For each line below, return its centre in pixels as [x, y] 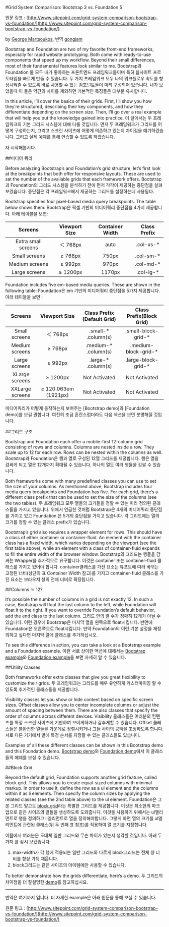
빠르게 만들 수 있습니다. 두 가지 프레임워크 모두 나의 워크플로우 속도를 [90, 78]
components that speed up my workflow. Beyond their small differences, [80, 60]
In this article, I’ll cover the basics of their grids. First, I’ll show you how [78, 101]
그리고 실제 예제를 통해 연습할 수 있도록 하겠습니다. [65, 137]
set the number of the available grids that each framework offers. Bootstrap [83, 179]
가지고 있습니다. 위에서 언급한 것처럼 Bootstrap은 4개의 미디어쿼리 [84, 509]
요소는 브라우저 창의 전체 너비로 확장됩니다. [53, 579]
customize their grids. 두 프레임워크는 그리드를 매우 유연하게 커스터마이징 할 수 [83, 683]
